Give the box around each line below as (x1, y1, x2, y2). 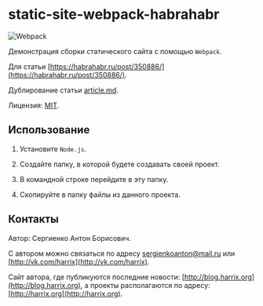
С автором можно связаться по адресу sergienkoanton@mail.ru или (8, 249, 236, 258)
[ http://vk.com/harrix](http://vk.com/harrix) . (8, 257, 150, 266)
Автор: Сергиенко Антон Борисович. (8, 233, 132, 242)
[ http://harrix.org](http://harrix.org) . (8, 289, 123, 298)
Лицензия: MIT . (8, 100, 60, 110)
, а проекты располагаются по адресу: (80, 280, 210, 290)
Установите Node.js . (19, 144, 87, 154)
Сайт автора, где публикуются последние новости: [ (8, 272, 185, 282)
